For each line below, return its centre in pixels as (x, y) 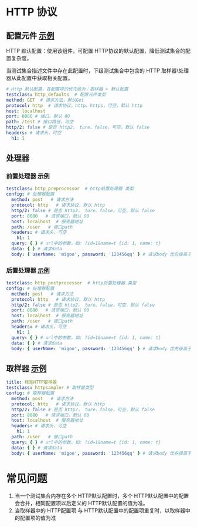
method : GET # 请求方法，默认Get (45, 100)
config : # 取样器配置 (30, 393)
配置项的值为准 (38, 518)
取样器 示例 (26, 368)
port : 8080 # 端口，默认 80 (38, 116)
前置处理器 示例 (28, 176)
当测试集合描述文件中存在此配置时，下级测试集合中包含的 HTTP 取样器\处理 (98, 71)
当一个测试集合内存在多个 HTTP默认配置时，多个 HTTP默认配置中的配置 (102, 496)
